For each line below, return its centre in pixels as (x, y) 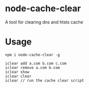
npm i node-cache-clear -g (33, 55)
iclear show (17, 72)
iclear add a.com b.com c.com (36, 63)
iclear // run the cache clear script (44, 80)
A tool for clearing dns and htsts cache (44, 22)
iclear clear (18, 76)
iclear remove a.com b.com (33, 67)
